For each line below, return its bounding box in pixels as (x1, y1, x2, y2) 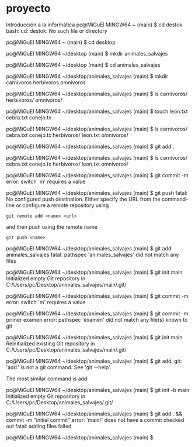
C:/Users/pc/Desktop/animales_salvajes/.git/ (6, 398, 113, 405)
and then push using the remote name (6, 223, 98, 230)
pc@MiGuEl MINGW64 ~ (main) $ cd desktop (6, 39, 116, 46)
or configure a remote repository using (16, 201, 109, 209)
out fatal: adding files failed (6, 422, 72, 429)
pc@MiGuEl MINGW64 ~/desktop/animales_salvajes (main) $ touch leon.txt (6, 108, 188, 115)
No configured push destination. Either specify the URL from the (6, 195, 161, 202)
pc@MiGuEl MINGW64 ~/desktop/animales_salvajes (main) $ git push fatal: (6, 189, 188, 196)
